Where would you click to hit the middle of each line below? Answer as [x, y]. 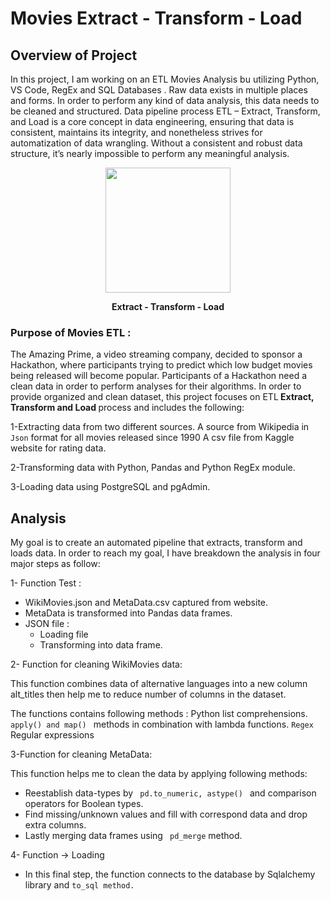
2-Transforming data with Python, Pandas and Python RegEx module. [153, 468]
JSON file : [47, 624]
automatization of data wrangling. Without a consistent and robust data [156, 143]
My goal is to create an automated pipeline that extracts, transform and [156, 543]
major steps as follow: [55, 564]
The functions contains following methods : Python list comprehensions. [159, 714]
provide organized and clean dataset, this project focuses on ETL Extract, [162, 397]
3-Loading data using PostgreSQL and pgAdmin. [110, 487]
